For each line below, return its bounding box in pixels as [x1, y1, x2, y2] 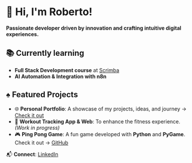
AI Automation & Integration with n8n [14, 73, 107, 80]
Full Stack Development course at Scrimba [14, 66, 120, 73]
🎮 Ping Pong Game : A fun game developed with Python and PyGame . [14, 130, 186, 137]
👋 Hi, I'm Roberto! [6, 5, 93, 19]
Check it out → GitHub [14, 139, 69, 146]
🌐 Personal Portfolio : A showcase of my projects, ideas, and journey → [14, 105, 187, 112]
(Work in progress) [14, 124, 60, 131]
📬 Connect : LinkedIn [6, 151, 58, 158]
